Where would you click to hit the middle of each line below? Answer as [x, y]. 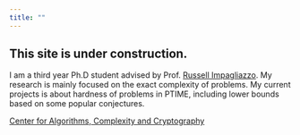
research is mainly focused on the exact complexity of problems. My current [150, 85]
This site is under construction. [99, 54]
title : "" [28, 17]
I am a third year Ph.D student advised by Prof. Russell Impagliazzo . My [141, 75]
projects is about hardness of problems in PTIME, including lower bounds [144, 94]
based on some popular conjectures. [77, 104]
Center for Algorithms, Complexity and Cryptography [107, 121]
